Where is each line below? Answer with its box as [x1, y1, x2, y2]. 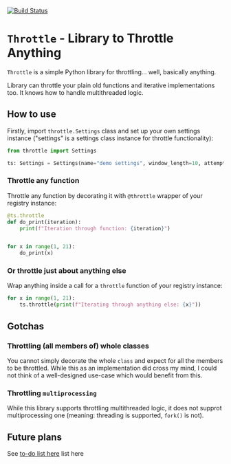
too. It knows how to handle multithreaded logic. [7, 88, 144, 96]
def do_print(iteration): [7, 219, 81, 225]
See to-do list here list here [7, 450, 85, 458]
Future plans [7, 431, 62, 443]
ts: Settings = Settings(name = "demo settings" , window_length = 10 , [7, 159, 201, 166]
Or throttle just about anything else [7, 266, 126, 276]
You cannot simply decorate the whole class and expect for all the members [7, 356, 223, 364]
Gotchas [7, 320, 45, 332]
